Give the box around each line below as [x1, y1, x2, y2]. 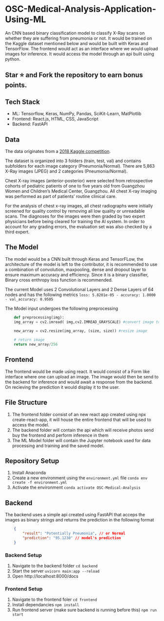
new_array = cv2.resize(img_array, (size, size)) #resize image [14, 328, 147, 334]
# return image [14, 337, 45, 343]
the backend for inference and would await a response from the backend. [5, 379, 153, 385]
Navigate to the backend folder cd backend [12, 563, 98, 569]
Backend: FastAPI [12, 121, 48, 127]
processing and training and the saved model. [12, 443, 104, 448]
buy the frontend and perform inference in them [12, 432, 109, 438]
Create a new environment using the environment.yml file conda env [12, 475, 148, 481]
